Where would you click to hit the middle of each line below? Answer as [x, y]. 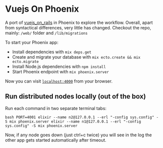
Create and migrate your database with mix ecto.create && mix [76, 57]
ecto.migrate [25, 62]
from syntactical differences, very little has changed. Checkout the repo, [78, 27]
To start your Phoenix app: [32, 42]
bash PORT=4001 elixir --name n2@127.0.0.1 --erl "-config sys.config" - [82, 117]
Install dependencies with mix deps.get [52, 52]
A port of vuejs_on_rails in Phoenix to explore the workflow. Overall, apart [79, 22]
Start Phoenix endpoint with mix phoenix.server [60, 71]
